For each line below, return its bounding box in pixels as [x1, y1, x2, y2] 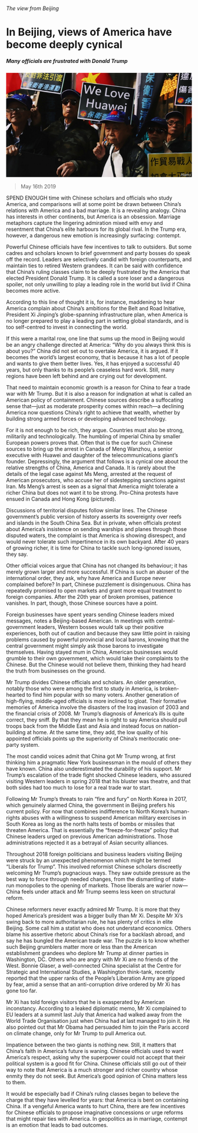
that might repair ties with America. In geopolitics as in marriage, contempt [6, 1115, 187, 1122]
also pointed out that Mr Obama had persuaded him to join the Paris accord [6, 1023, 189, 1031]
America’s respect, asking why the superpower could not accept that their [6, 1054, 186, 1061]
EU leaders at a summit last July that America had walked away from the [6, 1011, 182, 1018]
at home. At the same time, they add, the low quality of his [27, 729, 168, 736]
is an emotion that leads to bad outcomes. [6, 1122, 108, 1129]
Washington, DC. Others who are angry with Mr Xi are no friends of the [6, 956, 179, 963]
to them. [6, 1079, 27, 1086]
